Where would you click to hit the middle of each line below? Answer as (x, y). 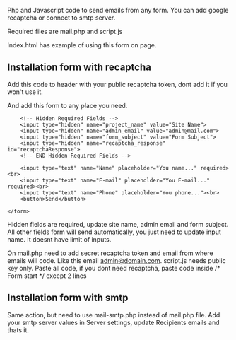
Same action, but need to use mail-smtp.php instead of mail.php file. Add (114, 315)
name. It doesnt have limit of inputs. (59, 239)
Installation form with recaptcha (79, 68)
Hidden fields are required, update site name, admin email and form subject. (118, 224)
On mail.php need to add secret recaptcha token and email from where (110, 253)
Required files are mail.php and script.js (65, 31)
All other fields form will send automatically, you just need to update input (114, 232)
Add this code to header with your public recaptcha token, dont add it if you (118, 84)
